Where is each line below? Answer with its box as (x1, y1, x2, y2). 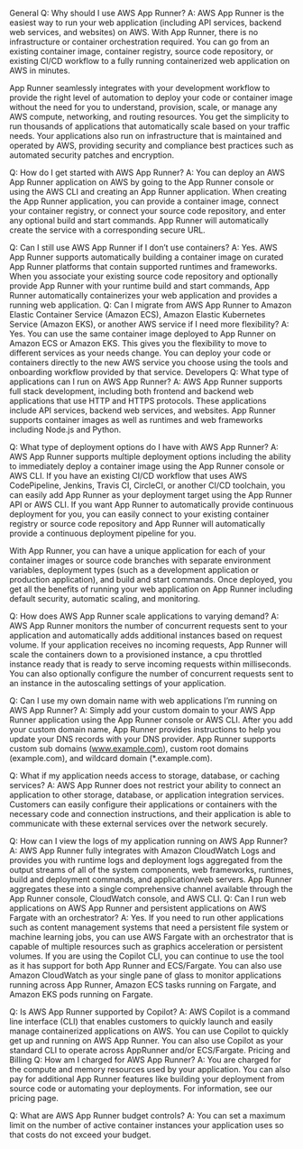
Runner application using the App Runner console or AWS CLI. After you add (9, 714, 293, 725)
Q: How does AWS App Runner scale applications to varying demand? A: (9, 611, 280, 621)
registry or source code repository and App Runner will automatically (9, 519, 266, 529)
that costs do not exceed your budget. (9, 1129, 151, 1140)
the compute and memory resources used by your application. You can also (9, 1064, 291, 1074)
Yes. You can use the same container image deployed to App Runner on (9, 328, 277, 339)
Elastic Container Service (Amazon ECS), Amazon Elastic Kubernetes (9, 309, 266, 319)
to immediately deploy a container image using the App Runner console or (9, 461, 285, 472)
